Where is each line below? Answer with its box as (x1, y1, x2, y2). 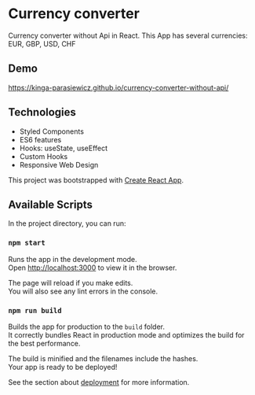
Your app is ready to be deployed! (8, 362, 118, 371)
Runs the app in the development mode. (8, 254, 137, 264)
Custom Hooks (19, 151, 68, 161)
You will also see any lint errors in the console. (8, 286, 158, 296)
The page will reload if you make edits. (8, 278, 133, 287)
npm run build (8, 306, 62, 315)
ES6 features (19, 135, 62, 144)
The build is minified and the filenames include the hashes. (8, 353, 199, 363)
